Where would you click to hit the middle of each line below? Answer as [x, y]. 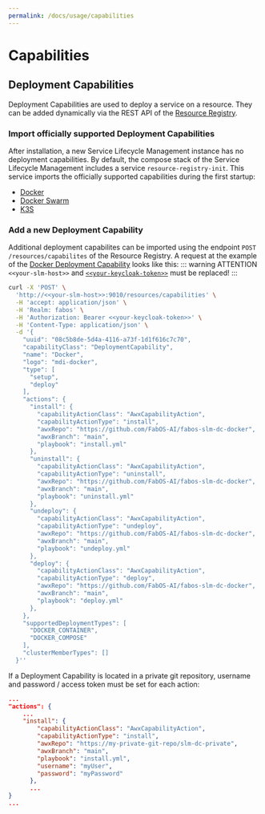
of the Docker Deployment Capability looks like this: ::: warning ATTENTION [133, 265]
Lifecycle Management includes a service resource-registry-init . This [126, 168]
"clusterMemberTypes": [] [66, 653]
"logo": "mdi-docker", [60, 362]
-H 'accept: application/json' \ [71, 302]
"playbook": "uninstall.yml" [86, 496]
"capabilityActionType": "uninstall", [102, 474]
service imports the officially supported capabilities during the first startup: [132, 176]
